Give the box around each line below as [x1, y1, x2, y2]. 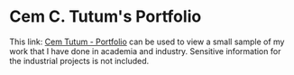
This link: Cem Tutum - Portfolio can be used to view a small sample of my [9, 36, 285, 47]
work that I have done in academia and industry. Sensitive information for [9, 45, 281, 56]
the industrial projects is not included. [9, 55, 150, 66]
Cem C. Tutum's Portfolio [9, 6, 202, 27]
